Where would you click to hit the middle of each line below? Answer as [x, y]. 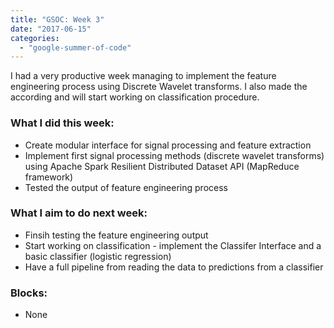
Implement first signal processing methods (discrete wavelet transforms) [174, 155]
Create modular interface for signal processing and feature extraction [168, 145]
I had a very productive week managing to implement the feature [143, 76]
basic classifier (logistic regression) [98, 256]
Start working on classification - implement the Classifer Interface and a [173, 245]
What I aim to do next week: [79, 213]
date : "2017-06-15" [51, 29]
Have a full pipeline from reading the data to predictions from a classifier [174, 267]
